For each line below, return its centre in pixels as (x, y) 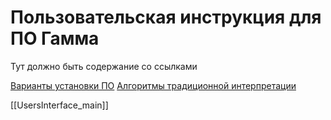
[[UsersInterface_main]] (59, 105)
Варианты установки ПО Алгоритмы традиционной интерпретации (153, 85)
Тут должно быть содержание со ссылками (104, 66)
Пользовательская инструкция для (166, 17)
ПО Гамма (55, 38)
